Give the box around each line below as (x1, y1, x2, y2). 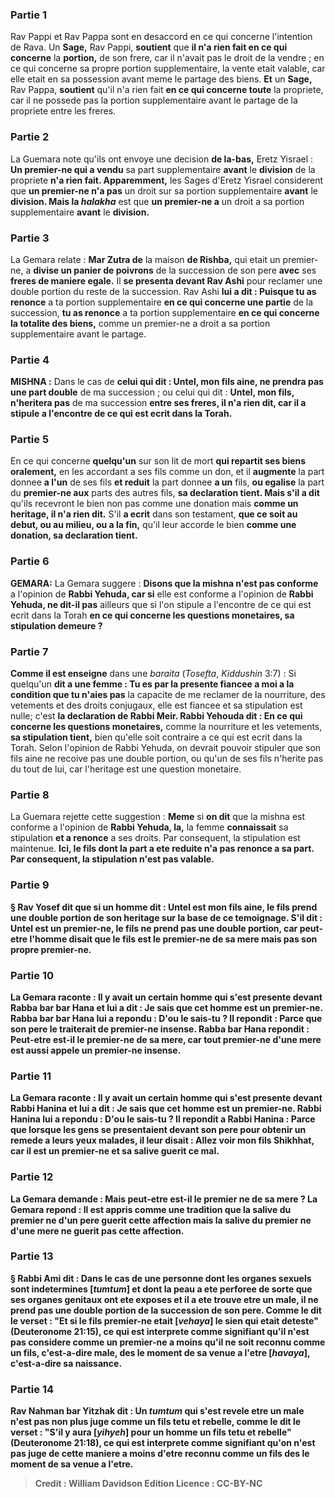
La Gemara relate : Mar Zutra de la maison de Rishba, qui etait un (10, 253, 281, 265)
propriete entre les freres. (10, 105, 117, 117)
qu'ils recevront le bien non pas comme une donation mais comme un (10, 498, 299, 510)
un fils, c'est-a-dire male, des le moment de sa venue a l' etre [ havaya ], (10, 1346, 311, 1358)
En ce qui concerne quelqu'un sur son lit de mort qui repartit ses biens (10, 455, 307, 467)
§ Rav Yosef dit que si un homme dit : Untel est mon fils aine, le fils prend (10, 901, 318, 913)
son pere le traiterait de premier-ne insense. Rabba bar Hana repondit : (10, 1023, 310, 1035)
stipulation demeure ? (10, 619, 103, 632)
